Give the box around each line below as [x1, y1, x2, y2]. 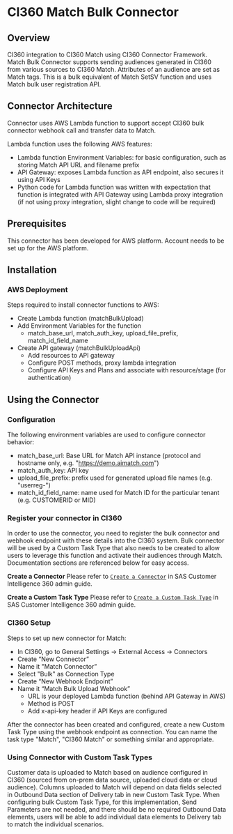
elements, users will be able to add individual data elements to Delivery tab [7, 812, 222, 821]
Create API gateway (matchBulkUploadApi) [17, 344, 141, 352]
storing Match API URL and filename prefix [17, 160, 140, 169]
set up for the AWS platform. [7, 243, 89, 252]
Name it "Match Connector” [17, 662, 97, 670]
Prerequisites [7, 218, 67, 230]
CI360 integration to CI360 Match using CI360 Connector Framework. [7, 50, 207, 59]
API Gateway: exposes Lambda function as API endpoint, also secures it [17, 168, 224, 176]
